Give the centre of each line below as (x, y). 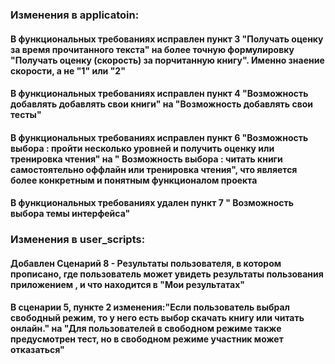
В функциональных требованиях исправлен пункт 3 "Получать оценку (167, 39)
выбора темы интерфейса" (70, 214)
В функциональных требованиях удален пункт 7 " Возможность (152, 203)
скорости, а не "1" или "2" (68, 70)
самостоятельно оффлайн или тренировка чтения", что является (154, 169)
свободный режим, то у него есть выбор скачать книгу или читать (157, 318)
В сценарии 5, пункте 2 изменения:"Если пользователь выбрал (150, 307)
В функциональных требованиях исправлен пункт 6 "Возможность (159, 137)
